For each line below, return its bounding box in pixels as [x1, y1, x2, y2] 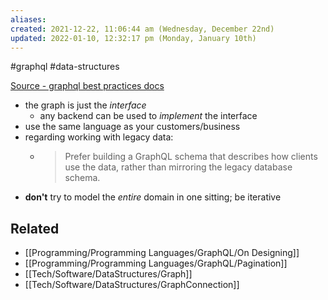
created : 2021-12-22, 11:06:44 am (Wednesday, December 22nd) [10, 24, 275, 34]
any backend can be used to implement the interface [39, 110, 258, 122]
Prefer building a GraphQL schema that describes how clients [64, 151, 318, 163]
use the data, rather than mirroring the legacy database [64, 161, 293, 173]
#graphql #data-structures [10, 61, 120, 73]
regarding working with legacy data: [24, 131, 174, 143]
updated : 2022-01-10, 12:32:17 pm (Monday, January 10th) [10, 33, 257, 43]
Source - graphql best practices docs [10, 80, 165, 92]
